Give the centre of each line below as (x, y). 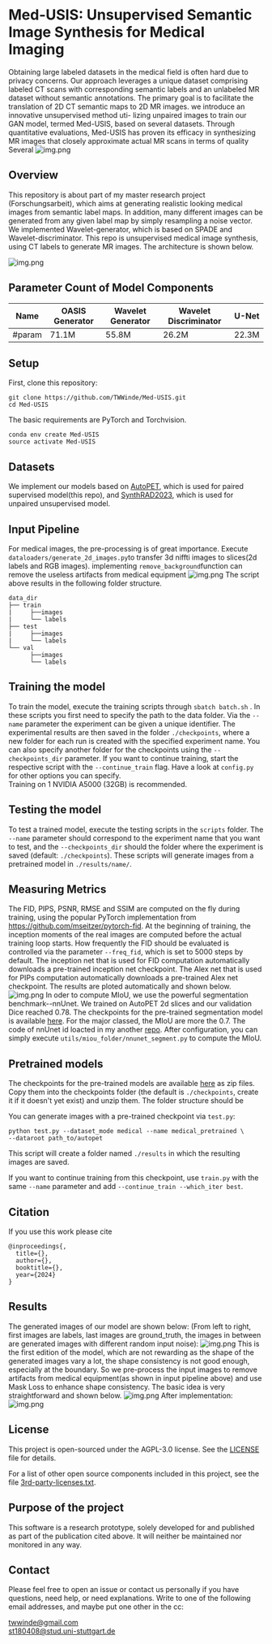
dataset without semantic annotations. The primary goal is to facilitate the (131, 97)
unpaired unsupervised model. (59, 504)
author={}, (34, 1261)
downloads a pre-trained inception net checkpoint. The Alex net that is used (135, 969)
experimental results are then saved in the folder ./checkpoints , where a (129, 732)
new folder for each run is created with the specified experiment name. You (134, 741)
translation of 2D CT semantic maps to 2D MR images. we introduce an (127, 106)
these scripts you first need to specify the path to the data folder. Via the (130, 715)
